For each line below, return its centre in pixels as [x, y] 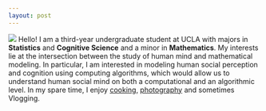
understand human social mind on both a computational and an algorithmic [132, 81]
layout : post [30, 15]
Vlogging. [24, 98]
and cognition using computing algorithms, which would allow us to [119, 73]
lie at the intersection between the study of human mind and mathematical [131, 55]
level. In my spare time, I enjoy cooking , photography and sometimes [121, 90]
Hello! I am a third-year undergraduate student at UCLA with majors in [133, 39]
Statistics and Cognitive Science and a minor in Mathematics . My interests [133, 48]
